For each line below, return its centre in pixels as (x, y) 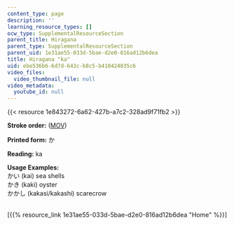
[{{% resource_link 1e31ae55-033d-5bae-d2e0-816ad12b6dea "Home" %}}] (117, 215)
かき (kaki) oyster (32, 185)
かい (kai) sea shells (36, 176)
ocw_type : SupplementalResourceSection (66, 33)
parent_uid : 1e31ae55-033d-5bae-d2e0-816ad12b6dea (83, 53)
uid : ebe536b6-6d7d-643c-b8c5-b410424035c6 (72, 66)
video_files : (26, 72)
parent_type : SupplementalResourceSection (70, 46)
